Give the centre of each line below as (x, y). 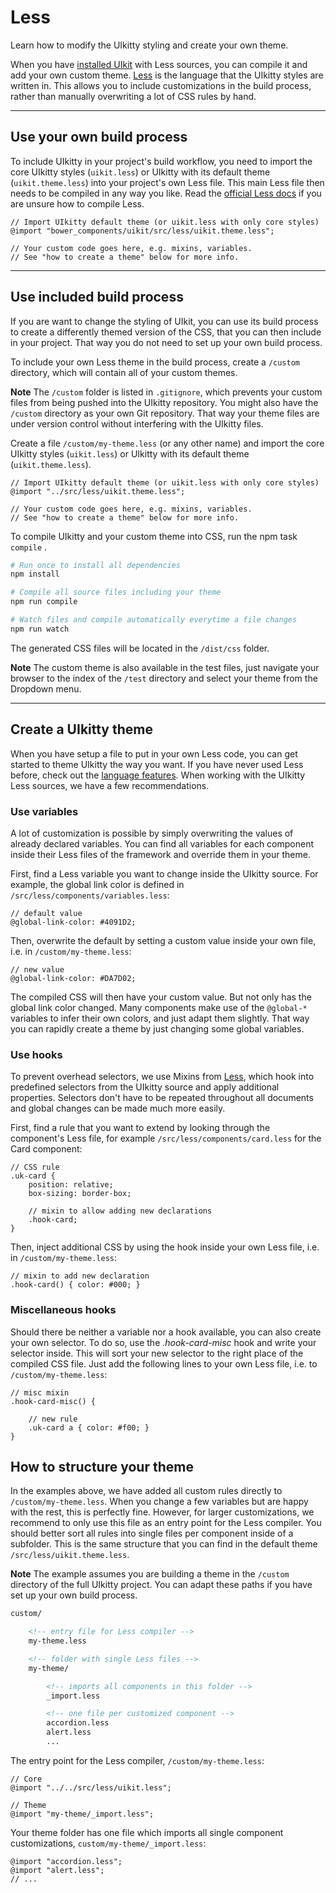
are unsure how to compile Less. (77, 203)
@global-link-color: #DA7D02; (73, 978)
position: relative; (71, 1185)
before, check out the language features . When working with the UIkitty (158, 775)
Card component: (46, 1149)
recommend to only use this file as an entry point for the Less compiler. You (166, 1523)
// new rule (53, 1419)
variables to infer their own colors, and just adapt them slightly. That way (160, 1018)
